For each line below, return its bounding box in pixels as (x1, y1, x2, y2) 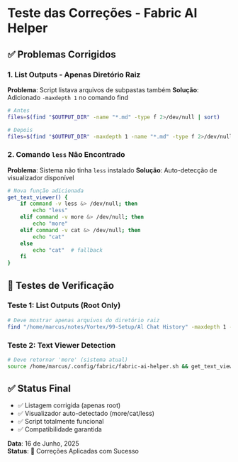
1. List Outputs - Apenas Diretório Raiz (7, 70, 141, 79)
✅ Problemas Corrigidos (7, 48, 117, 60)
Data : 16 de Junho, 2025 (7, 439, 79, 448)
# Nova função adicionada (7, 187, 84, 194)
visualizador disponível (7, 173, 74, 182)
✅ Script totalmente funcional (17, 417, 104, 426)
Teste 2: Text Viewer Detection (7, 340, 115, 350)
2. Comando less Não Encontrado (7, 150, 125, 160)
